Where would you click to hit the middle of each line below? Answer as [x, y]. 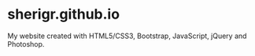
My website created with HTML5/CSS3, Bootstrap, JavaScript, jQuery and [127, 36]
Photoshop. [26, 44]
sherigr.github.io [63, 14]
